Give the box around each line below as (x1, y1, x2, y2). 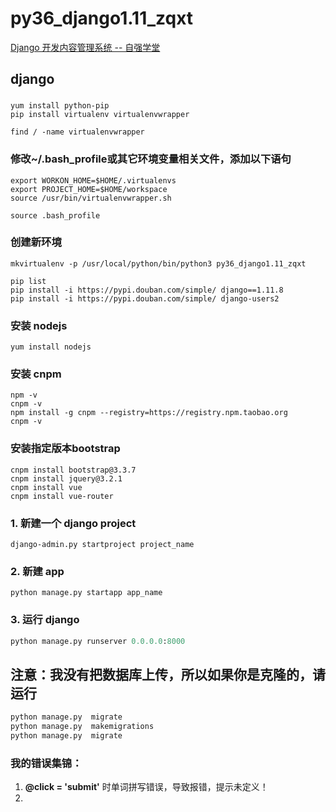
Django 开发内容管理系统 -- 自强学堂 (10, 41, 161, 53)
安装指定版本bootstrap (10, 442, 121, 456)
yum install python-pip (10, 101, 110, 111)
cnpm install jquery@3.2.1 (10, 473, 123, 484)
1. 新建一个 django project (10, 516, 137, 530)
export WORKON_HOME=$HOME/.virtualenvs (10, 175, 177, 186)
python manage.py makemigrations (10, 722, 155, 732)
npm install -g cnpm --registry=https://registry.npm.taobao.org (10, 408, 288, 418)
